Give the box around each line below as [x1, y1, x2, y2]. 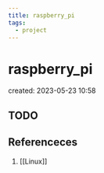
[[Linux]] [19, 156, 48, 166]
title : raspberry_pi [8, 11, 76, 20]
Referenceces [8, 135, 78, 149]
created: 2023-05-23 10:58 [8, 86, 96, 95]
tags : [8, 19, 26, 27]
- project [15, 26, 47, 34]
